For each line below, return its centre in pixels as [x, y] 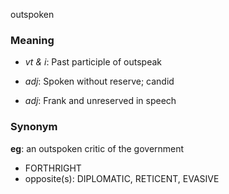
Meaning [32, 40]
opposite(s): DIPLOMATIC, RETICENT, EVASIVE [122, 178]
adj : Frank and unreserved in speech [100, 101]
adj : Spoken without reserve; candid [99, 81]
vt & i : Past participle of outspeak [93, 62]
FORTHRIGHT [53, 168]
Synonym [34, 127]
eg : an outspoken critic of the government [97, 148]
